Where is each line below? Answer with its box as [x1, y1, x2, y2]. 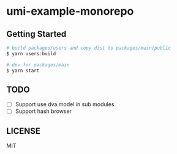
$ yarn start [6, 67, 40, 74]
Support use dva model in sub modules [15, 101, 115, 108]
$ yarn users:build [6, 50, 56, 56]
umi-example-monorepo [6, 4, 134, 18]
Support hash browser [15, 107, 72, 115]
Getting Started [6, 29, 67, 39]
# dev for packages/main [6, 61, 70, 68]
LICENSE [6, 126, 41, 136]
